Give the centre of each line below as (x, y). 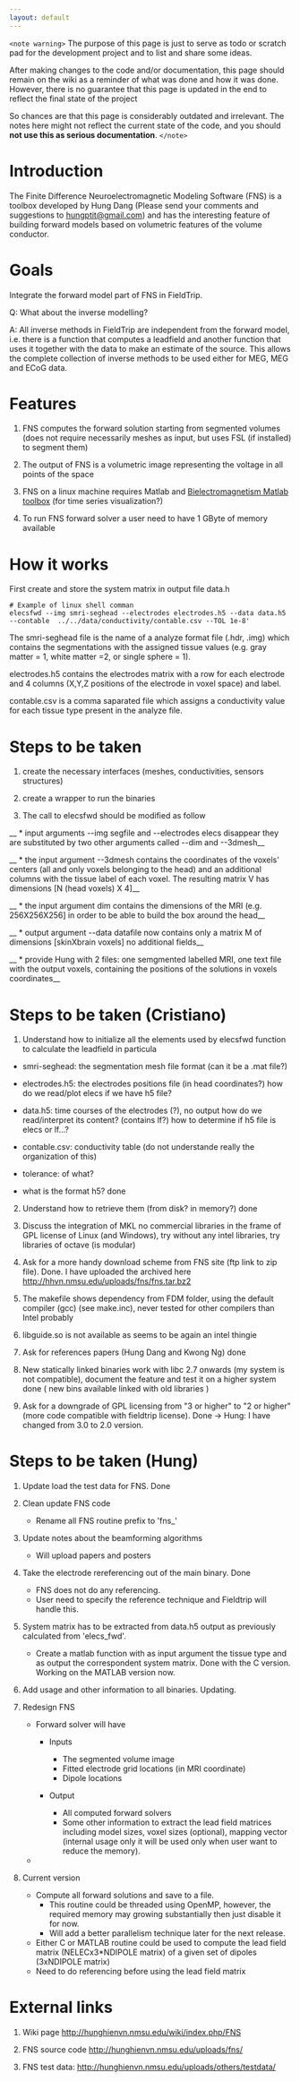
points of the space (58, 475)
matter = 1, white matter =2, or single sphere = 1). (100, 657)
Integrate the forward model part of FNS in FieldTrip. (106, 295)
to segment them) (55, 448)
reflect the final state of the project (73, 98)
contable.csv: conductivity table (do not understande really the (138, 1147)
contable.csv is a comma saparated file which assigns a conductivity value (147, 701)
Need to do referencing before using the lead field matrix (141, 1972)
